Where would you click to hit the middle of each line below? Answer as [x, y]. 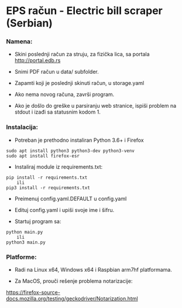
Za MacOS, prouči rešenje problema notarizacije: [73, 281]
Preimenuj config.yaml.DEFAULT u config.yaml [71, 199]
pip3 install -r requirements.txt [48, 188]
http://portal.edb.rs [37, 60]
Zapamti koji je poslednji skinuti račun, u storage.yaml [79, 83]
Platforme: [21, 257]
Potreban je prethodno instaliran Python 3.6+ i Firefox [79, 140]
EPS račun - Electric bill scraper [84, 11]
